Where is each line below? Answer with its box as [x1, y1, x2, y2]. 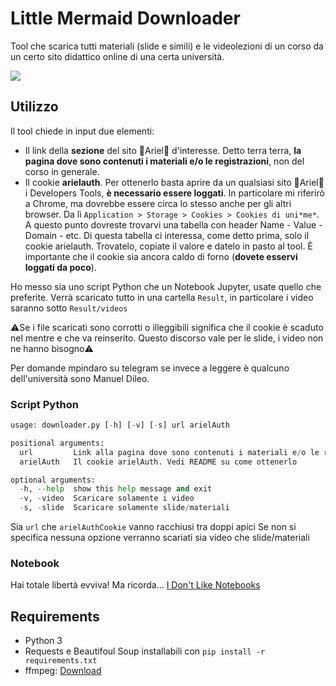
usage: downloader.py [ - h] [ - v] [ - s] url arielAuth [10, 420, 230, 431]
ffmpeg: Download [24, 665, 102, 677]
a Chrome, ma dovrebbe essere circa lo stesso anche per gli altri [24, 197, 292, 209]
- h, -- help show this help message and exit [19, 484, 213, 494]
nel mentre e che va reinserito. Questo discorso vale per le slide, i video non [10, 332, 324, 344]
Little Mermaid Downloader [10, 7, 241, 30]
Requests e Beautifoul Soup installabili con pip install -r [24, 645, 266, 657]
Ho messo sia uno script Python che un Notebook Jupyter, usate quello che [10, 280, 322, 292]
